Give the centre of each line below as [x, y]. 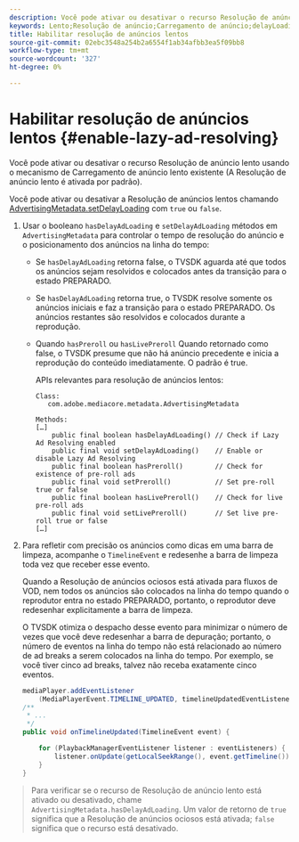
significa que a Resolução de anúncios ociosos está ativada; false [153, 818]
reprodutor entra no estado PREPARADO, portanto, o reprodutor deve [149, 600]
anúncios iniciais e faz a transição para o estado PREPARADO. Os [155, 307]
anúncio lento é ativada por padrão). [76, 181]
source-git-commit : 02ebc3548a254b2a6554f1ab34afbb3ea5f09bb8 [127, 42]
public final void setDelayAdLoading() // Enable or [158, 451]
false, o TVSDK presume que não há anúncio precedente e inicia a [157, 353]
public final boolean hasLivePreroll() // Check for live [167, 497]
